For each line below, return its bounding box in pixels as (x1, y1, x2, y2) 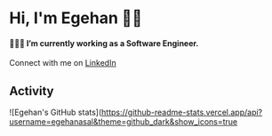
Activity (9, 84, 55, 99)
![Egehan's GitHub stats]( (9, 107, 102, 118)
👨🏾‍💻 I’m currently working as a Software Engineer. (9, 37, 199, 48)
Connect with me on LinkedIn (9, 58, 117, 68)
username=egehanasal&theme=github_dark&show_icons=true (9, 116, 238, 127)
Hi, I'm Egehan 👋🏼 (9, 8, 143, 28)
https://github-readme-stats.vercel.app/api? (100, 107, 263, 118)
